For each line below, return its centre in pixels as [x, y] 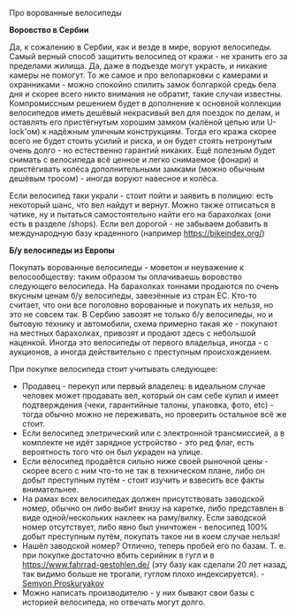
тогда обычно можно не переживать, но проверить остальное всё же [154, 414]
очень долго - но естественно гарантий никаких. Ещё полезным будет [142, 150]
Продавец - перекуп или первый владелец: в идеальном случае [144, 386]
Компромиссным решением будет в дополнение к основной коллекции [145, 103]
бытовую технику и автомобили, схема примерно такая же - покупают [144, 323]
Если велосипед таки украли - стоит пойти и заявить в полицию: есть [141, 195]
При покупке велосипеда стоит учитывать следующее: [114, 369]
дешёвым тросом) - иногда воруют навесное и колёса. [114, 179]
